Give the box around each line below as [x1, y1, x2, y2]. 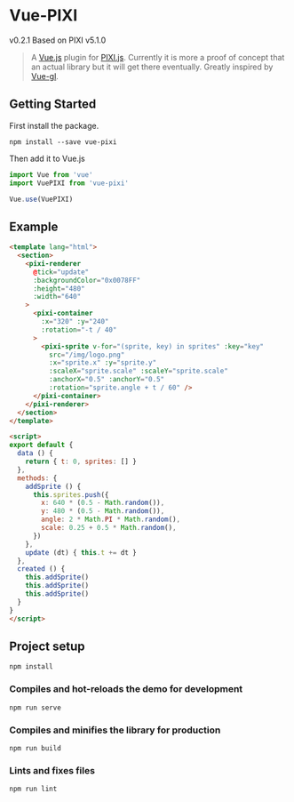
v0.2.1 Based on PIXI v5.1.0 [9, 35, 107, 45]
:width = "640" [32, 293, 82, 301]
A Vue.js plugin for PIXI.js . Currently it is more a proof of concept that [30, 52, 285, 62]
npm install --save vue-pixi [9, 137, 117, 147]
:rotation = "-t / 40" [41, 325, 117, 334]
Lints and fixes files [9, 764, 96, 776]
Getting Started [9, 97, 97, 112]
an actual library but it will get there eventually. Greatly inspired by [30, 61, 274, 72]
